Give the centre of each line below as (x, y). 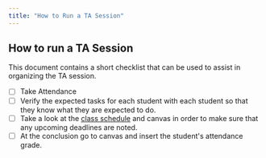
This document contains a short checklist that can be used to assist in (125, 67)
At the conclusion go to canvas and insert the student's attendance (131, 136)
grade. (31, 144)
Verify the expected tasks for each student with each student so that (134, 100)
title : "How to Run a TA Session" (66, 16)
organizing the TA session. (52, 76)
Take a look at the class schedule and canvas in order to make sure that (139, 118)
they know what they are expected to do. (88, 110)
